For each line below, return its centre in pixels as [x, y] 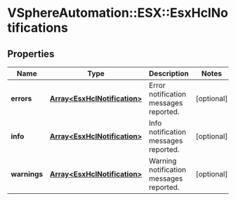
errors [21, 98]
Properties [31, 54]
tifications [38, 28]
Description [169, 73]
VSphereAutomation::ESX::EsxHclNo [118, 13]
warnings [27, 174]
